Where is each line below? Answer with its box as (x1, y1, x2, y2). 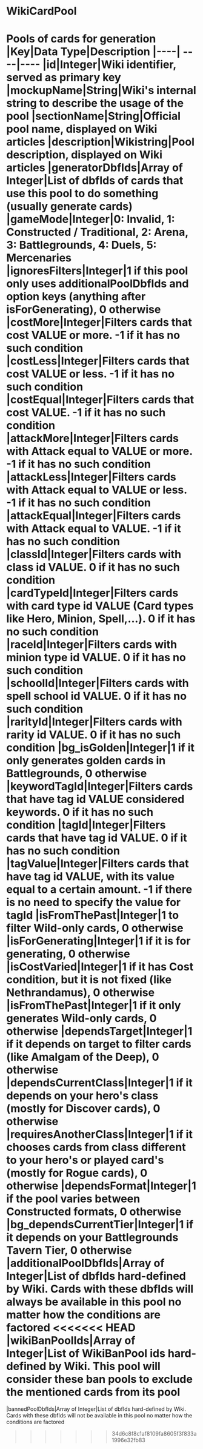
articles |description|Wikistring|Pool (6, 135, 195, 149)
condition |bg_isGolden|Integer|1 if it (6, 741, 195, 755)
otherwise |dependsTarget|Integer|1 (6, 1024, 193, 1038)
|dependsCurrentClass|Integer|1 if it (6, 1076, 193, 1090)
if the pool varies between (6, 1192, 141, 1206)
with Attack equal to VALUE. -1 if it (6, 522, 181, 536)
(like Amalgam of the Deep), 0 (6, 1051, 159, 1064)
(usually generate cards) (6, 200, 133, 213)
